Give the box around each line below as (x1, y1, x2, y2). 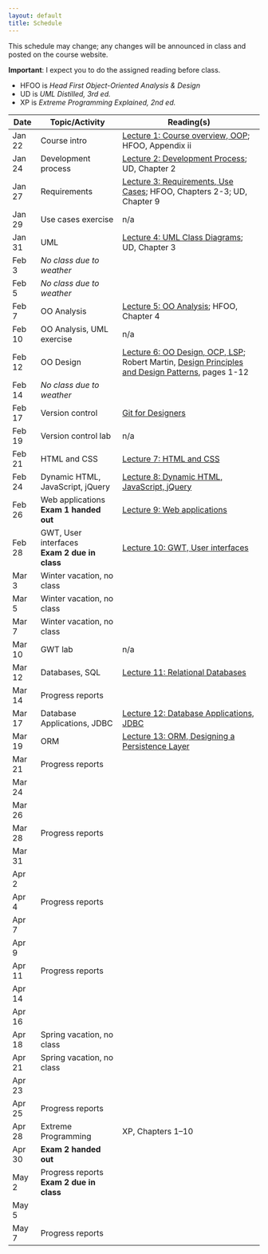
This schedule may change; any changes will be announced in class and (8, 41, 246, 50)
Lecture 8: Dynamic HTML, (122, 471, 223, 482)
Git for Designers (122, 407, 186, 418)
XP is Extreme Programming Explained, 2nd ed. (19, 97, 176, 107)
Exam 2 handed (40, 1143, 101, 1154)
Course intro (40, 135, 88, 146)
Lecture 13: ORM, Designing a (122, 730, 235, 742)
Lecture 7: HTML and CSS (122, 453, 220, 464)
